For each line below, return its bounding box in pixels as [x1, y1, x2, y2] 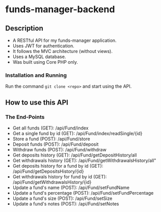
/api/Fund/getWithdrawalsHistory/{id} [12, 179, 92, 185]
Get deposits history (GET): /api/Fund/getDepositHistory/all [12, 152, 137, 158]
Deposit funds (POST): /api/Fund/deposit [12, 141, 99, 147]
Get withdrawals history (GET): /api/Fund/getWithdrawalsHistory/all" [12, 157, 156, 164]
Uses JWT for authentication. [12, 43, 75, 49]
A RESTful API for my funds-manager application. [12, 37, 117, 43]
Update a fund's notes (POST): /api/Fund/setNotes [12, 200, 119, 207]
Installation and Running [5, 71, 67, 78]
